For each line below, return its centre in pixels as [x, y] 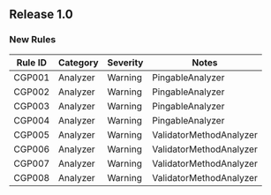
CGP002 [32, 92]
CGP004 [32, 120]
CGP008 [32, 177]
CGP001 [32, 77]
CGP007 [32, 163]
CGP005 [32, 134]
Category [78, 63]
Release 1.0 [41, 15]
